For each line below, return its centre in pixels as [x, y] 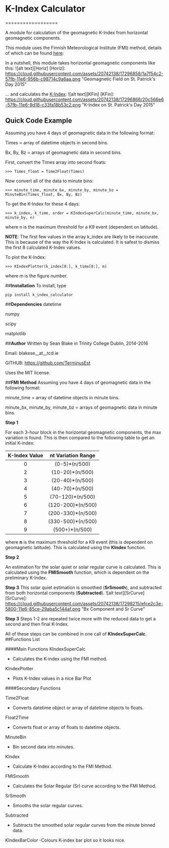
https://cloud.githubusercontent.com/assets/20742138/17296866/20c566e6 [84, 99]
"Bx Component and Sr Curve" [113, 609]
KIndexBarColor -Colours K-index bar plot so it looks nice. [65, 840]
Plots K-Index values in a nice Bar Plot [52, 678]
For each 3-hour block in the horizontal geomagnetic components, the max [83, 432]
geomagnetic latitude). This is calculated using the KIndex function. [76, 547]
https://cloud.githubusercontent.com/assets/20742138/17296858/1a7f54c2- [84, 73]
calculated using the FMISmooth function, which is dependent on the [77, 572]
